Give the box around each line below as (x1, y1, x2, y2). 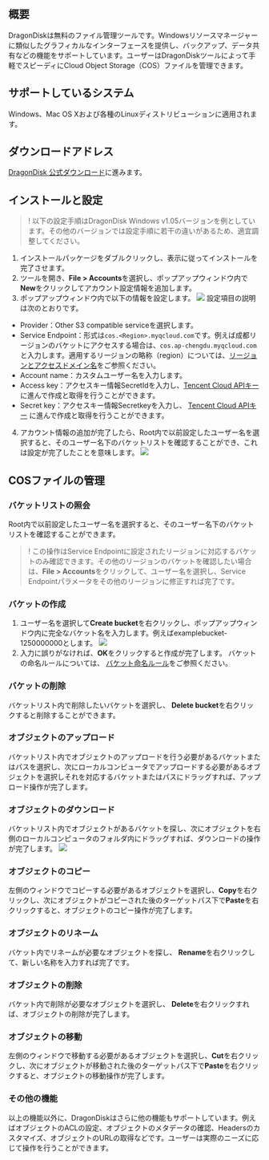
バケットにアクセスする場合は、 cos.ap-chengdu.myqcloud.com (54, 340, 258, 351)
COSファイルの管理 (8, 473, 106, 487)
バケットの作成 (8, 598, 66, 610)
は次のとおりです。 (19, 303, 83, 313)
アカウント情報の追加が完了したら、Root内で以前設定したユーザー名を (19, 428, 253, 437)
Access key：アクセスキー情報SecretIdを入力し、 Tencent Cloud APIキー (19, 380, 259, 391)
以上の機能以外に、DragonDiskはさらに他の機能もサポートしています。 (8, 1113, 243, 1122)
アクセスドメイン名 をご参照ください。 (34, 360, 161, 371)
